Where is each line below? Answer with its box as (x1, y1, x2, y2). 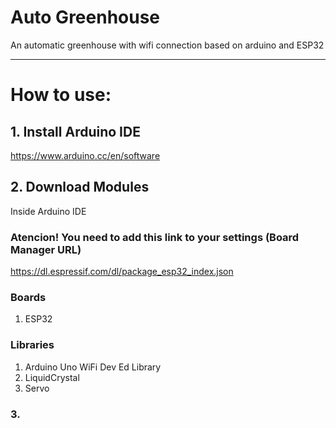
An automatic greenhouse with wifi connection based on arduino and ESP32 (10, 39, 325, 51)
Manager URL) (10, 242, 82, 256)
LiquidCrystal (24, 371, 80, 383)
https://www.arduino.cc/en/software (10, 149, 161, 161)
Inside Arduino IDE (10, 205, 87, 217)
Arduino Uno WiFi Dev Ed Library (24, 361, 162, 373)
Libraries (10, 338, 55, 352)
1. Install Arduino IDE (10, 123, 141, 140)
